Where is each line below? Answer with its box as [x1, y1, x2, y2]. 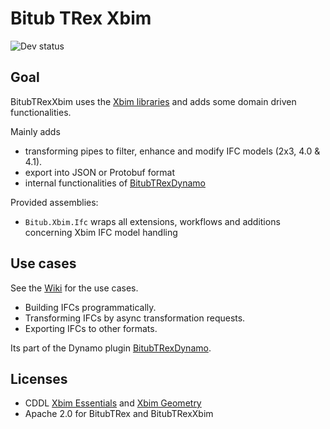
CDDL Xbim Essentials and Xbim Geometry [24, 397, 202, 409]
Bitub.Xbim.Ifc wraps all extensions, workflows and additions [24, 215, 281, 227]
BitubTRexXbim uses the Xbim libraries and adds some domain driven [10, 95, 297, 107]
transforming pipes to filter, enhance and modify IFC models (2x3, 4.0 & [24, 145, 321, 157]
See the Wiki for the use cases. [10, 282, 139, 294]
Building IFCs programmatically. [24, 301, 157, 313]
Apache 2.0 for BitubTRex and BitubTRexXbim [24, 408, 214, 420]
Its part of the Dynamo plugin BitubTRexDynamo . [10, 342, 212, 354]
